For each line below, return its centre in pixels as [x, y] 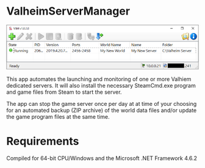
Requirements [43, 142]
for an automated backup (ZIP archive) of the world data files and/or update [102, 110]
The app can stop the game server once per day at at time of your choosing [102, 104]
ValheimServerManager [68, 11]
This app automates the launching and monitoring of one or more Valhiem [99, 79]
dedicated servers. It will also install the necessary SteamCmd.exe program [101, 86]
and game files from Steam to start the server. [64, 92]
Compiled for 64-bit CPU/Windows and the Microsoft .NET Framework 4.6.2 [102, 158]
